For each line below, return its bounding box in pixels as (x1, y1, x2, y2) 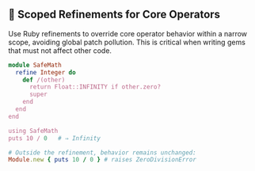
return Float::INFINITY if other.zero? (29, 83, 161, 91)
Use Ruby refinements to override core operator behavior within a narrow (8, 28, 248, 38)
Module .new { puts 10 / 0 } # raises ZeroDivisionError (8, 156, 196, 164)
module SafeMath (8, 61, 62, 69)
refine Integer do (15, 68, 77, 76)
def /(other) (22, 76, 66, 84)
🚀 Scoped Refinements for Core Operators (8, 8, 220, 21)
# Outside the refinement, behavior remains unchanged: (8, 148, 196, 157)
